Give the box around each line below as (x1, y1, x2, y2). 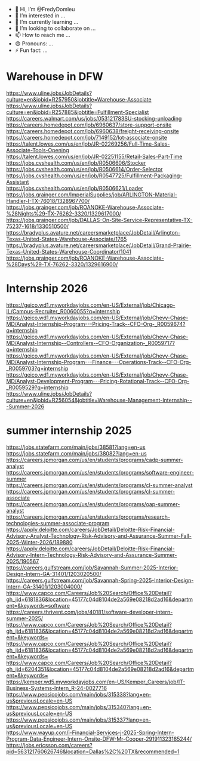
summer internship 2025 (6, 424, 133, 438)
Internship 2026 (6, 282, 88, 295)
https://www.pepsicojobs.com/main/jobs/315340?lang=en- (6, 703, 152, 710)
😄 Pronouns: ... (14, 40, 54, 47)
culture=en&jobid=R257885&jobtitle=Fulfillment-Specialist (6, 108, 149, 116)
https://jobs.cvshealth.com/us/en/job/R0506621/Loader (6, 184, 143, 192)
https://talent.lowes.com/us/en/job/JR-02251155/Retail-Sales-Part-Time (6, 153, 183, 160)
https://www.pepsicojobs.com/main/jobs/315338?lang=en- (6, 691, 152, 698)
